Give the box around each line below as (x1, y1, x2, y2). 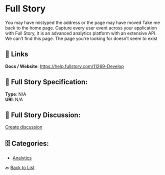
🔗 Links (5, 50, 28, 58)
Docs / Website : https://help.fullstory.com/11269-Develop (5, 63, 124, 69)
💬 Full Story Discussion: (5, 110, 81, 119)
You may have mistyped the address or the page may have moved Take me (5, 19, 160, 25)
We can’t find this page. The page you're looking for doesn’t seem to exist (5, 35, 157, 41)
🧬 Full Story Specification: (5, 78, 88, 86)
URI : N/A (5, 96, 23, 102)
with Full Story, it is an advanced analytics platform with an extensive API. (5, 30, 156, 36)
